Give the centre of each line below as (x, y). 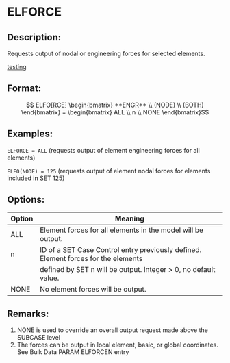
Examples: (30, 134)
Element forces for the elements (91, 259)
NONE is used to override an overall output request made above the (113, 330)
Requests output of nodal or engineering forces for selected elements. (106, 53)
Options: (26, 200)
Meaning (130, 218)
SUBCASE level (38, 338)
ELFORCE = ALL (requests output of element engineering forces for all (103, 150)
